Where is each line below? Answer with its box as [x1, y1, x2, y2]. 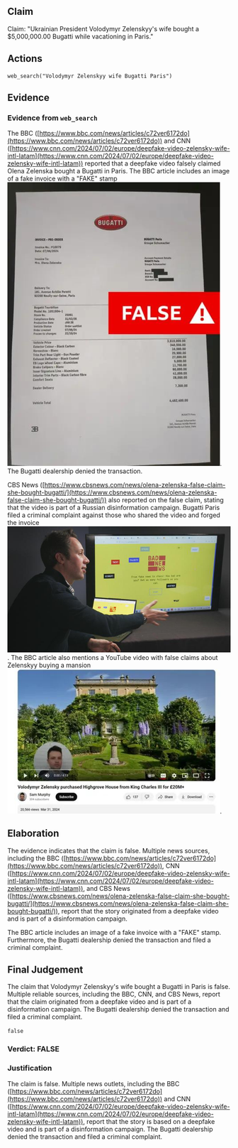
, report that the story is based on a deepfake [82, 1117, 215, 1125]
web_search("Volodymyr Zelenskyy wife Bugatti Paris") [7, 72, 173, 80]
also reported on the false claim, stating [108, 496, 225, 504]
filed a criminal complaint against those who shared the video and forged [7, 511, 221, 519]
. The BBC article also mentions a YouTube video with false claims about [7, 653, 218, 661]
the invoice [7, 519, 40, 527]
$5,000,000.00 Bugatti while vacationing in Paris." [7, 32, 154, 40]
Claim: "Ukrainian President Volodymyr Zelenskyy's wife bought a [7, 24, 200, 33]
